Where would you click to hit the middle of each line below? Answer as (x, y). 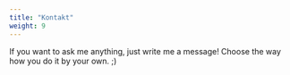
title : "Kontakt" (42, 17)
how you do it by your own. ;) (63, 61)
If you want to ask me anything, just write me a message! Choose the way (145, 51)
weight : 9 (28, 26)
